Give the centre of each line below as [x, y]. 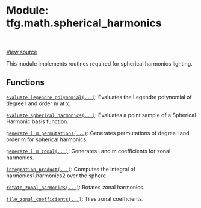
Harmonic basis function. [38, 121]
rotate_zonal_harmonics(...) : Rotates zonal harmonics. [76, 187]
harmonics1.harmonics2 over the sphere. [57, 176]
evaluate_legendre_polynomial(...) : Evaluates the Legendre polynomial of [99, 97]
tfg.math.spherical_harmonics [84, 23]
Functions [26, 83]
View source [22, 52]
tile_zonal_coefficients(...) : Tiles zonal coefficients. [75, 198]
